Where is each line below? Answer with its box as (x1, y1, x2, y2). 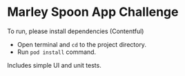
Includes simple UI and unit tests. (7, 61, 101, 69)
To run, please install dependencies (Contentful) (7, 27, 144, 35)
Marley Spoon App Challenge (7, 4, 179, 20)
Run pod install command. (17, 48, 97, 56)
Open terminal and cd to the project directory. (17, 40, 147, 48)
